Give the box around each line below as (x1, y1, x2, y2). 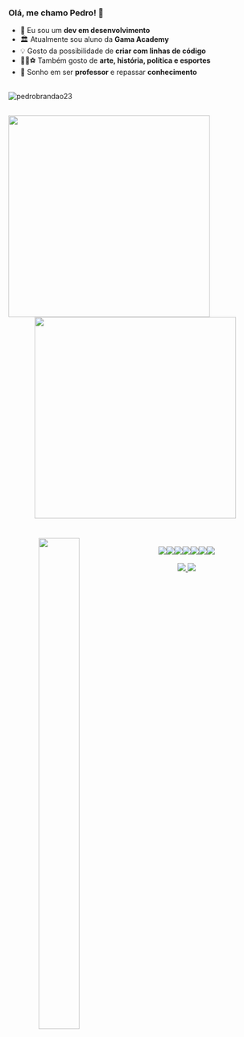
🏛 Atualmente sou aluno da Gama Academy (19, 35, 169, 44)
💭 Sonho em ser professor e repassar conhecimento (19, 68, 197, 77)
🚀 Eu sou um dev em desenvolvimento (19, 26, 151, 35)
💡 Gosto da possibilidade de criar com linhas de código (19, 46, 207, 56)
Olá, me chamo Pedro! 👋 (8, 7, 105, 19)
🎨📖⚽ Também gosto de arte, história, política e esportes (19, 56, 211, 65)
